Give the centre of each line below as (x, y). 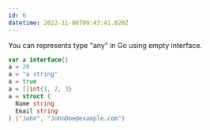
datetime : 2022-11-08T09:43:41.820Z (68, 23)
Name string (35, 103)
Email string (37, 111)
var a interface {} (38, 60)
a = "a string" (33, 74)
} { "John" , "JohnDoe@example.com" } (67, 118)
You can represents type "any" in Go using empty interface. (105, 45)
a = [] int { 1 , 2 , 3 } (40, 89)
